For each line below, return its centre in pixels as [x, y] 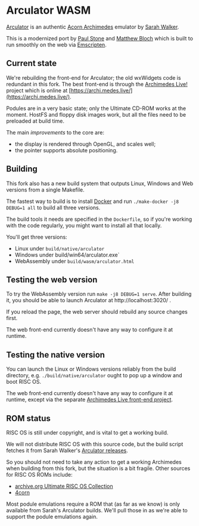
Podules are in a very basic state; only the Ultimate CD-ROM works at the [96, 108]
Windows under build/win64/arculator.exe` [67, 255]
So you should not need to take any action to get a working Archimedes [94, 462]
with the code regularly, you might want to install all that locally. [84, 225]
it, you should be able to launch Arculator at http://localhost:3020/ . [89, 300]
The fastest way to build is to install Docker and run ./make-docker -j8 [93, 201]
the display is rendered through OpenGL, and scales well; [85, 144]
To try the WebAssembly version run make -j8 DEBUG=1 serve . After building [99, 294]
